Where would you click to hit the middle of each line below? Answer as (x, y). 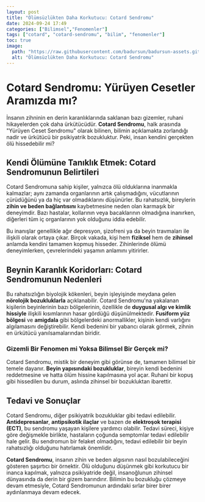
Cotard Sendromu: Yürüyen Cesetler (101, 88)
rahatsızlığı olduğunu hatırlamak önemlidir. (59, 448)
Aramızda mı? (42, 100)
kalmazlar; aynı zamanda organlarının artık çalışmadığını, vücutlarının (93, 194)
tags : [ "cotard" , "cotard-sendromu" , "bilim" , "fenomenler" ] (86, 35)
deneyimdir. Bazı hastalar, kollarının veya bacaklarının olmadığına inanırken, (101, 213)
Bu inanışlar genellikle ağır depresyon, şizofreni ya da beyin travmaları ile (98, 231)
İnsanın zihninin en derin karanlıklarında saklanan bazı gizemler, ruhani (95, 117)
